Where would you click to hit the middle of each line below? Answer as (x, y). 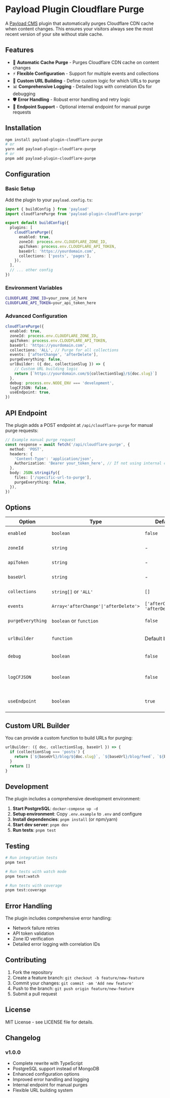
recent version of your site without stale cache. (54, 34)
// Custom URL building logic (46, 369)
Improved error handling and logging (51, 1079)
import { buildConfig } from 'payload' (47, 209)
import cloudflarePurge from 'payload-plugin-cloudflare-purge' (74, 214)
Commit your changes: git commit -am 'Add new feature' (73, 983)
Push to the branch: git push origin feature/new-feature (73, 988)
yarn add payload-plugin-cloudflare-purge (51, 149)
